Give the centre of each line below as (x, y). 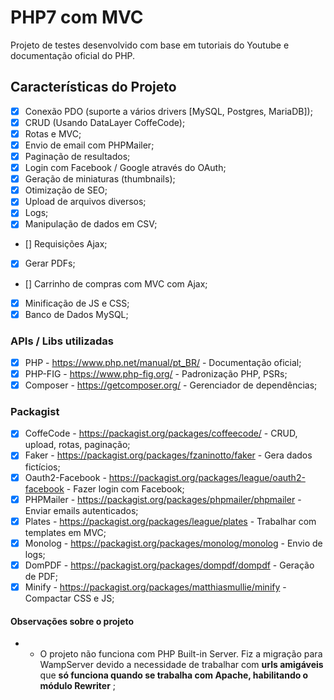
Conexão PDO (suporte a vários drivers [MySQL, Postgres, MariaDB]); (168, 111)
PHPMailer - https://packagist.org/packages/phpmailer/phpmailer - (163, 499)
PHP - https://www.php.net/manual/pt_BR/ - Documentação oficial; (163, 362)
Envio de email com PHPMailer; (89, 145)
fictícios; (42, 467)
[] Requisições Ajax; (66, 244)
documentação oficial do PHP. (73, 55)
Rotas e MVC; (53, 133)
